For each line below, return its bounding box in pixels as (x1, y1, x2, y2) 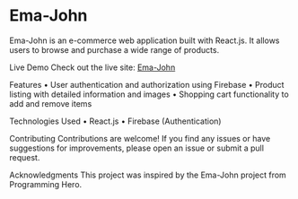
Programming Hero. (9, 178, 83, 189)
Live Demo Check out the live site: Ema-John (9, 62, 176, 73)
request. (9, 151, 40, 162)
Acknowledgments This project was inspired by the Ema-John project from (9, 169, 287, 180)
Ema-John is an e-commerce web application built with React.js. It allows (9, 35, 280, 46)
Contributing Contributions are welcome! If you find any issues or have (9, 133, 271, 143)
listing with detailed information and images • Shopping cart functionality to (9, 89, 289, 99)
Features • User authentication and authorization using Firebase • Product (9, 79, 285, 90)
